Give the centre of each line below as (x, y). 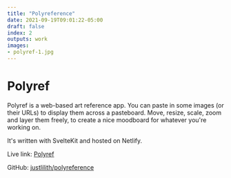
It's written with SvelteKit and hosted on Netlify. (75, 140)
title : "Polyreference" (41, 13)
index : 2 (20, 33)
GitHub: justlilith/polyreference (51, 167)
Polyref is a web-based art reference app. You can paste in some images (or (115, 105)
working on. (24, 127)
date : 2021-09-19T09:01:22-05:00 (55, 20)
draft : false (26, 26)
